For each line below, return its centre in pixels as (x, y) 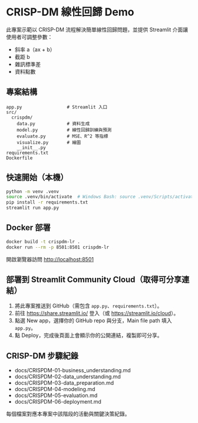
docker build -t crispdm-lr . (43, 242)
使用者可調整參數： (29, 37)
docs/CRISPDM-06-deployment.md (58, 402)
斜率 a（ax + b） (35, 49)
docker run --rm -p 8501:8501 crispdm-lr (58, 247)
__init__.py (31, 147)
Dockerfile (19, 158)
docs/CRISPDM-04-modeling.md (55, 389)
